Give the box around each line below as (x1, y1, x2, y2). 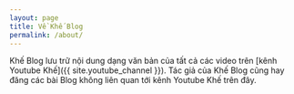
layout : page (9, 13, 59, 23)
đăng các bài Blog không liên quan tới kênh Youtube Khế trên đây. (9, 75, 257, 86)
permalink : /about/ (9, 30, 84, 39)
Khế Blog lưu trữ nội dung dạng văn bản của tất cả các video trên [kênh (9, 56, 278, 67)
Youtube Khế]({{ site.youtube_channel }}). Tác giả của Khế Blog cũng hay (9, 65, 285, 76)
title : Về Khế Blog (9, 22, 84, 31)
